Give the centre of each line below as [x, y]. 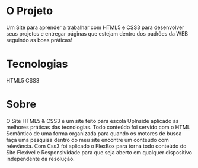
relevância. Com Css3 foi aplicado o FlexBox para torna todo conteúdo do [96, 146]
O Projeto [30, 11]
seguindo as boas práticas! [39, 40]
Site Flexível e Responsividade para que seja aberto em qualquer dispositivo [99, 152]
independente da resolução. [41, 159]
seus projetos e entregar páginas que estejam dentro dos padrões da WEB [97, 33]
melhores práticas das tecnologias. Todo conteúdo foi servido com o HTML [98, 127]
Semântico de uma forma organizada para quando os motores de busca [94, 133]
